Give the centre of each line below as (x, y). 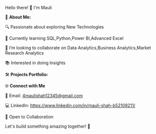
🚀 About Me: (18, 17)
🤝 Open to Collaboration (29, 117)
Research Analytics (24, 53)
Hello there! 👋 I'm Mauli (29, 8)
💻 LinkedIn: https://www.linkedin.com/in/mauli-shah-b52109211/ (70, 105)
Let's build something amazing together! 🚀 (48, 126)
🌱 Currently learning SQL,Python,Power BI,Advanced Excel (64, 38)
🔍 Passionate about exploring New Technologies (55, 27)
